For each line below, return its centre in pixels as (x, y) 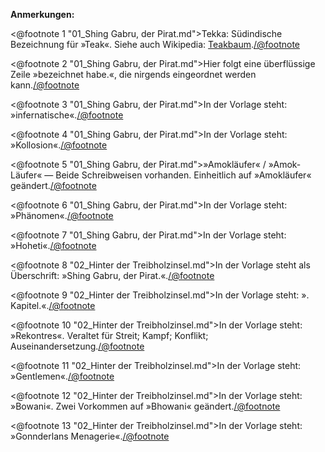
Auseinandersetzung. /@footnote (77, 346)
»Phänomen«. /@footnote (62, 215)
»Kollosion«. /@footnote (59, 145)
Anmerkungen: (42, 14)
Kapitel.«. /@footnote (53, 305)
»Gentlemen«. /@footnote (62, 376)
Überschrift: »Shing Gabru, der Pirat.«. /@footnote (112, 275)
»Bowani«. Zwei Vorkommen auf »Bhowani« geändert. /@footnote (145, 406)
